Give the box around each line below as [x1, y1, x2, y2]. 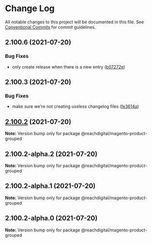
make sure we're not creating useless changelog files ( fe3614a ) [12, 104, 139, 109]
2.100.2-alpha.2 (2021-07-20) [5, 150, 98, 158]
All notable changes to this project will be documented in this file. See [5, 19, 144, 25]
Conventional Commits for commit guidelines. [5, 24, 96, 30]
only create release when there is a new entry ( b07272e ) [12, 64, 125, 69]
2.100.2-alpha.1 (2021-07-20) [5, 182, 96, 190]
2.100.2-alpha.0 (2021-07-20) [5, 214, 98, 223]
